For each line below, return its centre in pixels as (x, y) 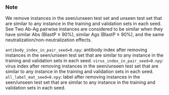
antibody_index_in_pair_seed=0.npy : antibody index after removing (76, 50)
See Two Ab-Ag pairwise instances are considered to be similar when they (84, 29)
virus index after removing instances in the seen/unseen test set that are (82, 66)
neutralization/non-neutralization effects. (49, 40)
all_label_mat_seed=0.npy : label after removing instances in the (73, 77)
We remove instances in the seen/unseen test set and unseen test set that (84, 18)
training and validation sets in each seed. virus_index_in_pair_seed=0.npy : (85, 61)
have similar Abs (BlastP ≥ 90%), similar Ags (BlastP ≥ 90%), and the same (85, 35)
